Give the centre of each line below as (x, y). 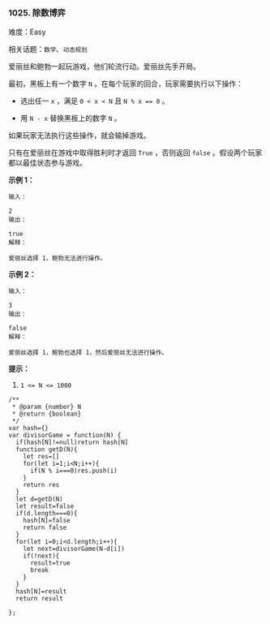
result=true (50, 563)
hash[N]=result (41, 592)
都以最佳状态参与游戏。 (47, 163)
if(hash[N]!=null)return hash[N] (72, 443)
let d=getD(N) (39, 499)
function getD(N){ (47, 450)
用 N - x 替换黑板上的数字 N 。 (71, 118)
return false (45, 528)
